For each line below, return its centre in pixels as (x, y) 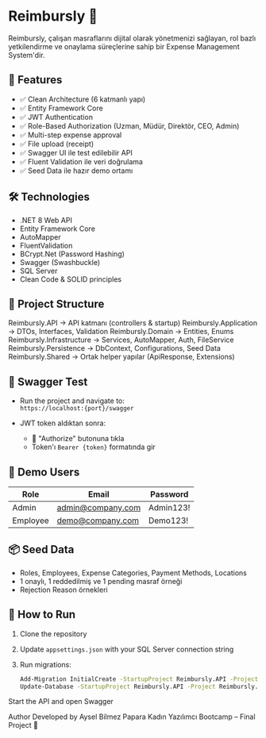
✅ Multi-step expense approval (71, 135)
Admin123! (169, 507)
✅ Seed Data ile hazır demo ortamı (76, 171)
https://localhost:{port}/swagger (77, 409)
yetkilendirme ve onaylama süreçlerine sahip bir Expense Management (124, 46)
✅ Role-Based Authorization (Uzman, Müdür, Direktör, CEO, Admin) (129, 125)
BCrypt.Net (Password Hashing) (72, 254)
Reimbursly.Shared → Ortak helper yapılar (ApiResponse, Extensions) (122, 357)
